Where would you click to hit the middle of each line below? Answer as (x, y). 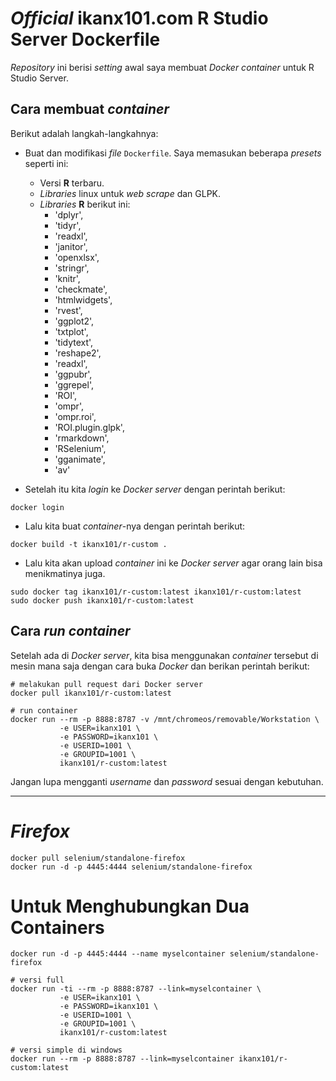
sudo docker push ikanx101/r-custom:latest (102, 600)
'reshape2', (78, 353)
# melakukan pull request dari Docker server (106, 684)
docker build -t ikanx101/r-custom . (89, 544)
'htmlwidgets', (83, 299)
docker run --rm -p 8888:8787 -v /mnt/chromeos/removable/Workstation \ (165, 719)
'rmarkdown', (82, 438)
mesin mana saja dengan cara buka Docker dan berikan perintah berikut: (160, 666)
